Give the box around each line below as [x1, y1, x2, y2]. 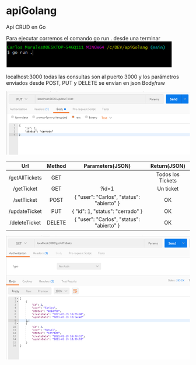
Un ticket [157, 185, 179, 192]
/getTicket [13, 185, 38, 192]
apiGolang [6, 4, 57, 18]
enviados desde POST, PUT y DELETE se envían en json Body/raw [6, 79, 165, 86]
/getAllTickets [8, 174, 42, 181]
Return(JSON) [150, 162, 185, 169]
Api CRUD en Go [6, 23, 46, 30]
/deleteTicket [9, 219, 41, 226]
